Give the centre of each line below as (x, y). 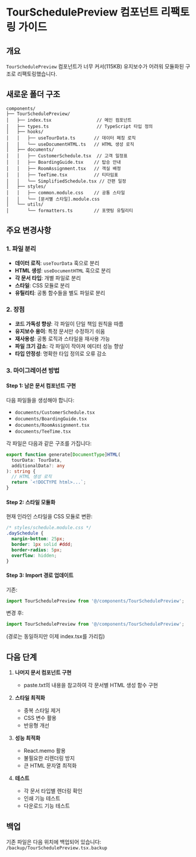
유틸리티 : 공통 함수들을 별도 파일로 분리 (60, 293)
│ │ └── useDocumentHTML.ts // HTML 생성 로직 (70, 144)
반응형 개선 (36, 725)
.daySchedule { (25, 533)
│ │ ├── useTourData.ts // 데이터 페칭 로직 (71, 138)
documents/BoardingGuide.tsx (51, 419)
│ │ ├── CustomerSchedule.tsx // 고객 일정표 (67, 156)
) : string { (21, 471)
